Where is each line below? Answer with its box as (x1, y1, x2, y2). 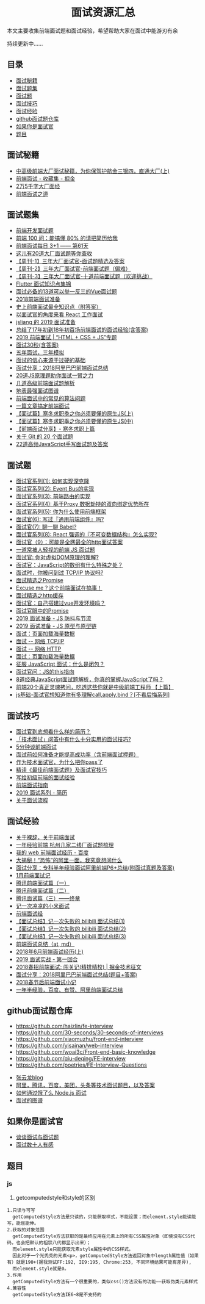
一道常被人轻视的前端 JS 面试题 (15, 546, 95, 553)
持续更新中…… (7, 40, 43, 47)
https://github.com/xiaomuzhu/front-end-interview (15, 1035, 143, 1042)
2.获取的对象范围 (7, 1227, 45, 1233)
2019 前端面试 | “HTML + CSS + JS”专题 (15, 334, 117, 341)
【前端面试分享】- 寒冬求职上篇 (15, 425, 95, 433)
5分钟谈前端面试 (15, 743, 57, 751)
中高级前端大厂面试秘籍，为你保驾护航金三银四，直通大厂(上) (15, 167, 170, 175)
